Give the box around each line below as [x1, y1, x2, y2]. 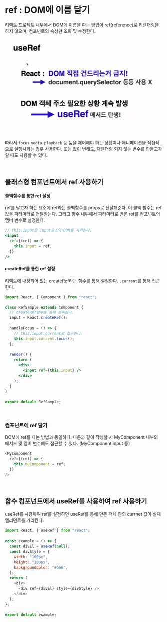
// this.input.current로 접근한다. [14, 331, 83, 336]
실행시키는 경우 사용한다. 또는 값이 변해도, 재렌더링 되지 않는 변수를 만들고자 [14, 146, 162, 152]
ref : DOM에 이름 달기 [5, 4, 90, 16]
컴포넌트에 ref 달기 [5, 422, 48, 429]
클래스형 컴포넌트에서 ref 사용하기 [5, 178, 104, 186]
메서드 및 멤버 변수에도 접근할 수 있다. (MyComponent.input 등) [5, 440, 130, 447]
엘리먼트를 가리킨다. [5, 517, 44, 523]
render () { [9, 352, 32, 357]
